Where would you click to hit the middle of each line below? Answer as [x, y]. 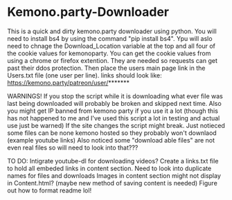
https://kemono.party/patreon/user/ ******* [69, 82]
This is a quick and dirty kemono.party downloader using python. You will [112, 31]
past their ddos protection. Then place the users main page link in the [106, 68]
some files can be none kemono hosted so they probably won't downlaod [112, 133]
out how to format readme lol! [50, 190]
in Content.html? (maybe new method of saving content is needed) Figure [113, 183]
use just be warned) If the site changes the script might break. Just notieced [116, 125]
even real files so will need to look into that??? [73, 147]
